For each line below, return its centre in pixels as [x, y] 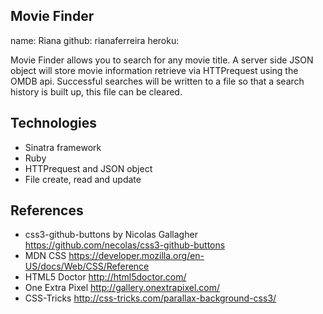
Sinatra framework [63, 147]
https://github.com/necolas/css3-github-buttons [125, 245]
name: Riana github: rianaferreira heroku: [95, 40]
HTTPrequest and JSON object [88, 168]
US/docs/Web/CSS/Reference [87, 266]
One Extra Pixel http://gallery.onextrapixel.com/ [122, 288]
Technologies [54, 123]
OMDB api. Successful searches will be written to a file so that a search [157, 81]
